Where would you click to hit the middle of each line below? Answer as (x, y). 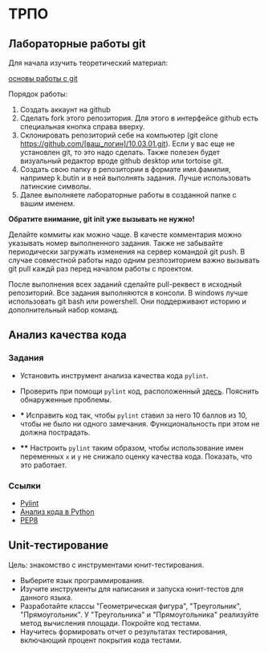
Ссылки (25, 485)
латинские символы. (55, 186)
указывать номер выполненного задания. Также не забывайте (116, 243)
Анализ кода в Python (57, 512)
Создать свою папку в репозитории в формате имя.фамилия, (125, 169)
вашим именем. (47, 203)
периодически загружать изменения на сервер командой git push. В (127, 251)
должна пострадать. (55, 432)
